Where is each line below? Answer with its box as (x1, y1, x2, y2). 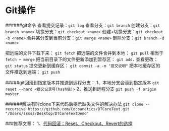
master (5, 91, 19, 96)
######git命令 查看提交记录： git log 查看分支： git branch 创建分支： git (5, 22, 160, 28)
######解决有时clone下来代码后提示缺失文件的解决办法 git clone (5, 101, 144, 107)
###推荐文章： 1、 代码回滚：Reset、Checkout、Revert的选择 (5, 120, 133, 126)
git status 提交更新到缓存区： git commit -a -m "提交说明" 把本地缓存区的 (5, 62, 160, 69)
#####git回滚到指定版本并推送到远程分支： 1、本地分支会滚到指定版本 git (5, 79, 159, 86)
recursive (5, 106, 26, 111)
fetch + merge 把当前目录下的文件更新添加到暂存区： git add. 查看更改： (5, 56, 158, 62)
